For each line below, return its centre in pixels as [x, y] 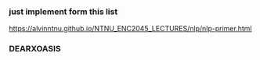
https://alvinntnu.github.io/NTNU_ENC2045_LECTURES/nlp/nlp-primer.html [130, 29]
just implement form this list [63, 12]
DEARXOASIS [35, 49]
